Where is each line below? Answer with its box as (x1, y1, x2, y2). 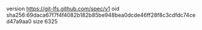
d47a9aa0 (6, 18, 32, 25)
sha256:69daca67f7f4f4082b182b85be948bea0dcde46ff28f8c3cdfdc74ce (6, 11, 196, 19)
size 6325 (32, 18, 58, 25)
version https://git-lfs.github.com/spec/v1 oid (6, 5, 120, 12)
